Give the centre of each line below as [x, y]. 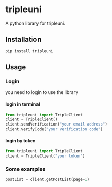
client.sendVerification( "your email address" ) [57, 124]
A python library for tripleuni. [35, 23]
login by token [21, 140]
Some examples [25, 169]
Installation [23, 39]
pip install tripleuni [29, 51]
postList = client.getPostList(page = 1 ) [47, 180]
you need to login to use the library [42, 92]
